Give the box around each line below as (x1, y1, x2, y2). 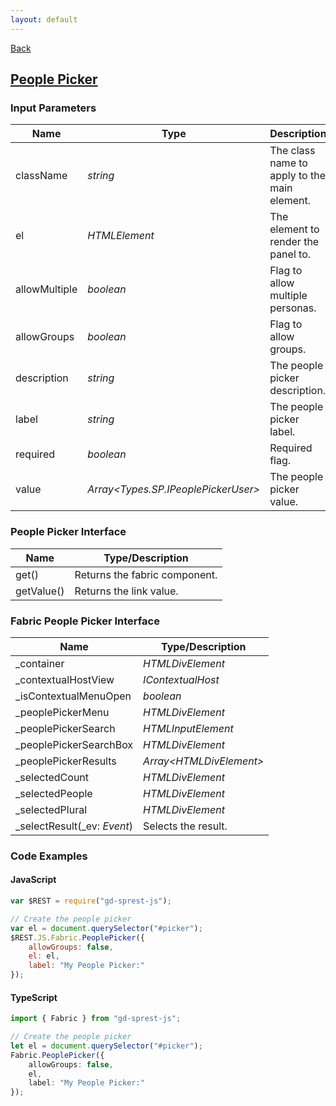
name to (269, 156, 308, 170)
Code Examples (10, 849, 88, 863)
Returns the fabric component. (74, 567, 218, 581)
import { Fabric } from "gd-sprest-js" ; (10, 1014, 182, 1024)
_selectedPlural (15, 802, 88, 816)
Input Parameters (10, 101, 97, 115)
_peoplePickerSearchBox (15, 737, 134, 751)
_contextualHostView (15, 672, 115, 686)
